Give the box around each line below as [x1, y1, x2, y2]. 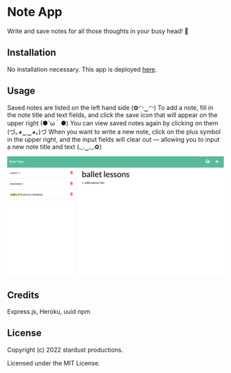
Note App [7, 4, 63, 20]
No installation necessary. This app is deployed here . [7, 65, 157, 73]
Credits [7, 289, 40, 301]
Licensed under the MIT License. [7, 359, 100, 367]
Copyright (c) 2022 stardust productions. [7, 345, 124, 354]
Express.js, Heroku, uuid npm [7, 307, 91, 315]
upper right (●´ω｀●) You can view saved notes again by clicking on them [7, 118, 219, 127]
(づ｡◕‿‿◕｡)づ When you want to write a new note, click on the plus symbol [7, 127, 221, 136]
